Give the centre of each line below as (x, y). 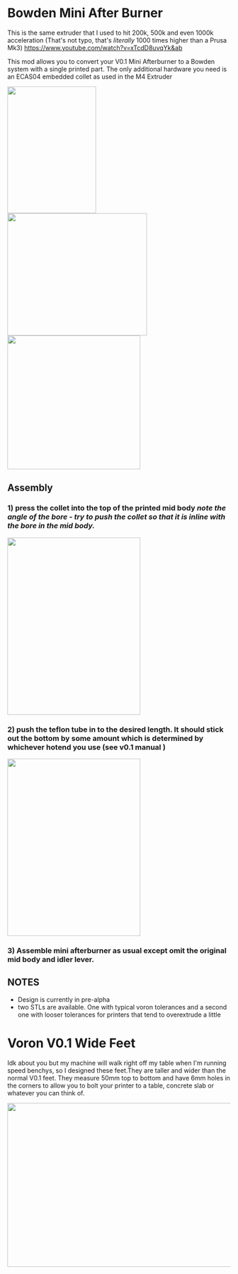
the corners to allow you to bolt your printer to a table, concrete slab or (111, 1085)
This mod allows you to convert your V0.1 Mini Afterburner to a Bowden (111, 61)
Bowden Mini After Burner (85, 13)
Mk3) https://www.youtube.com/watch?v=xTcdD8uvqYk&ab (95, 48)
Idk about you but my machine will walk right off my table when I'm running (117, 1063)
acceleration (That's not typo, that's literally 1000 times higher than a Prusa (117, 40)
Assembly (30, 488)
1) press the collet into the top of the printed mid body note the (117, 508)
